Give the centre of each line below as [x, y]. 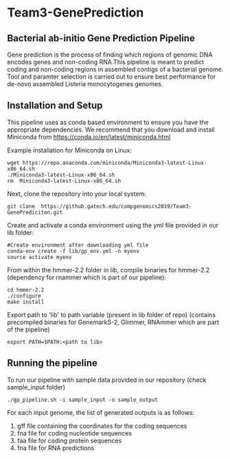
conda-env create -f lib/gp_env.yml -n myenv [73, 251]
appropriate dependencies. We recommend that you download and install [111, 130]
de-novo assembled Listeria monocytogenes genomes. [85, 84]
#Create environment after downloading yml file [78, 245]
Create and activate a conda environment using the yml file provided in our [113, 225]
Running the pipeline [52, 363]
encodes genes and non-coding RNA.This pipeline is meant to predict [106, 62]
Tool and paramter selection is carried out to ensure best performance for [112, 76]
